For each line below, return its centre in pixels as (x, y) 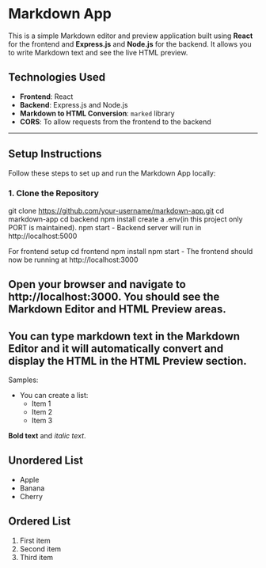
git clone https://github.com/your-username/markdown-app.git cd (116, 210)
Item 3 (42, 421)
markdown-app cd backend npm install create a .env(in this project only (125, 219)
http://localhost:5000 (43, 236)
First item (35, 540)
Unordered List (46, 461)
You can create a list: (54, 396)
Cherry (31, 496)
